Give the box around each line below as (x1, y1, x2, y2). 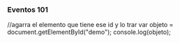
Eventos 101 (7, 5, 49, 15)
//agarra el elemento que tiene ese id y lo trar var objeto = (7, 21, 174, 29)
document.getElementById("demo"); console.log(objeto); (7, 28, 171, 36)
